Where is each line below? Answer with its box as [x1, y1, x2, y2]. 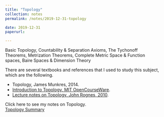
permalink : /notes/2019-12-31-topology [5, 16, 87, 21]
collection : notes [5, 12, 43, 17]
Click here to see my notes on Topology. [5, 101, 87, 107]
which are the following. [5, 72, 54, 78]
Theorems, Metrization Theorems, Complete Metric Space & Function [5, 52, 145, 58]
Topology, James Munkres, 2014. [12, 81, 79, 88]
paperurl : [5, 30, 25, 35]
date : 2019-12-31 [5, 25, 41, 30]
